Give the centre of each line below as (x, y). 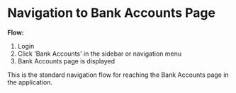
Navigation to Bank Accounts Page (112, 13)
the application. (30, 82)
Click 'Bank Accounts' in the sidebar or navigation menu (100, 54)
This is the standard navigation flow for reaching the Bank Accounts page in (118, 75)
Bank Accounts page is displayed (66, 61)
